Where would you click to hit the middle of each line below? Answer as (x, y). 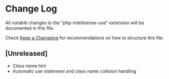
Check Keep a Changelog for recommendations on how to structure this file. (85, 38)
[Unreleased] (27, 54)
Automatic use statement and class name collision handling (74, 71)
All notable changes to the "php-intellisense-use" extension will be (75, 23)
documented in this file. (30, 28)
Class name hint (29, 65)
